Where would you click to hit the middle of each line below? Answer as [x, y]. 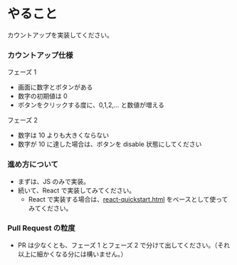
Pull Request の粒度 [42, 228]
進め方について [33, 165]
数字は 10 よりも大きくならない [63, 135]
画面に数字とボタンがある [55, 87]
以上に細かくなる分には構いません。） [72, 254]
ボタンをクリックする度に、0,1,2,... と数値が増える [91, 105]
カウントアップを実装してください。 [60, 35]
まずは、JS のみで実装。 [54, 181]
